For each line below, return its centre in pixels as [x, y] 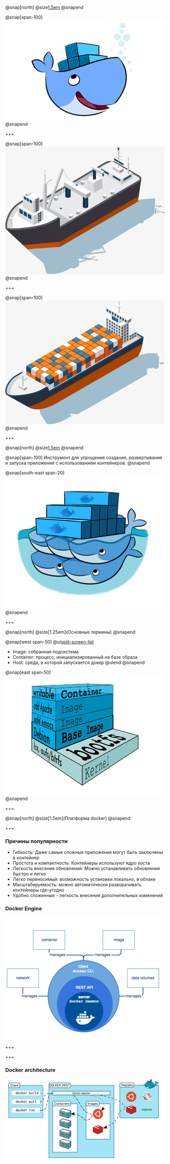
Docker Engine [24, 908]
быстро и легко [29, 874]
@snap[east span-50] [28, 672]
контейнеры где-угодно [38, 890]
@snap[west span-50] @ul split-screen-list [50, 642]
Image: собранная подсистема [46, 651]
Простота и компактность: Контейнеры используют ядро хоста [81, 863]
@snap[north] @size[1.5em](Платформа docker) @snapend [68, 818]
